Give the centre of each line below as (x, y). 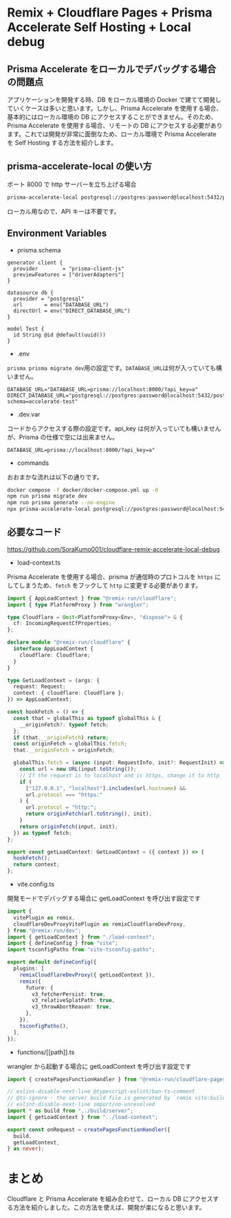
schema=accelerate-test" (43, 401)
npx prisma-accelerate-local (49, 509)
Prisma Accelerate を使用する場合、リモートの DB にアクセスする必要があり (115, 126)
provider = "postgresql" (49, 298)
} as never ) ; (26, 1149)
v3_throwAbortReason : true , (72, 1007)
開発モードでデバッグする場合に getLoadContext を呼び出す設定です (104, 898)
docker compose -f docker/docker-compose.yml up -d (82, 490)
